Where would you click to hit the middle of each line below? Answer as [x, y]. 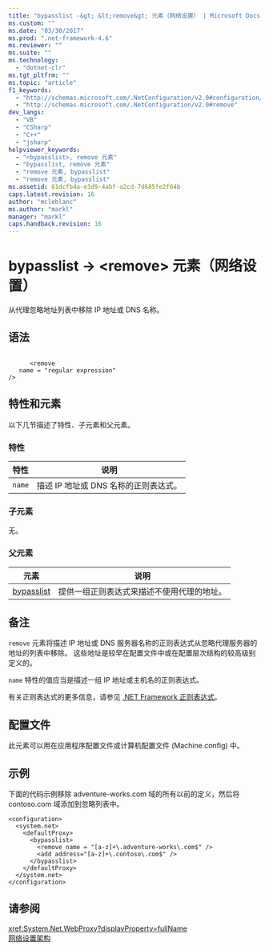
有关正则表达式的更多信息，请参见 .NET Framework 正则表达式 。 [115, 697]
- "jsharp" [34, 142]
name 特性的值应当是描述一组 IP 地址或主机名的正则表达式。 [106, 680]
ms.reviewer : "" [35, 46]
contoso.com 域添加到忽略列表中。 [66, 804]
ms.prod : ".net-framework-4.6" [60, 38]
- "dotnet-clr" [41, 68]
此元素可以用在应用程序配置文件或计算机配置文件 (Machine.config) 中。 [126, 746]
